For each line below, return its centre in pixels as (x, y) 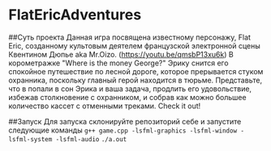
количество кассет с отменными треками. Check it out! (105, 106)
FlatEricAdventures (75, 15)
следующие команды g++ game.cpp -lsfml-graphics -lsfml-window (123, 130)
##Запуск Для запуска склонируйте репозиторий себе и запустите (125, 121)
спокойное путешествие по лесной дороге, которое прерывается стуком (136, 71)
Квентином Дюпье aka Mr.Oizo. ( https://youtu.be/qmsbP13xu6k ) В (121, 54)
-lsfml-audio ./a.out (91, 139)
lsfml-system (30, 139)
